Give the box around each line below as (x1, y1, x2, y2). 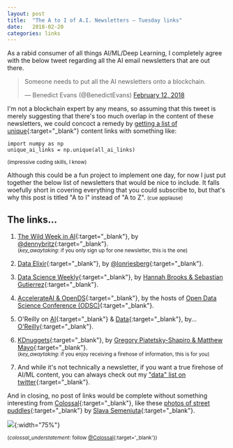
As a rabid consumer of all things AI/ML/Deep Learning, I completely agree (7, 49, 223, 57)
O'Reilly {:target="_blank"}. (17, 323, 94, 331)
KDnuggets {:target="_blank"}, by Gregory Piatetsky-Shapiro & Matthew (17, 336, 223, 344)
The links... (7, 213, 58, 225)
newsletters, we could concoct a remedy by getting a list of (7, 120, 178, 128)
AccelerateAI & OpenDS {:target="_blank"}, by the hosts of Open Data (17, 294, 217, 302)
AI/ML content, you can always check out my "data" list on (17, 370, 186, 379)
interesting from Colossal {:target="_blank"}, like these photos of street (7, 399, 211, 407)
